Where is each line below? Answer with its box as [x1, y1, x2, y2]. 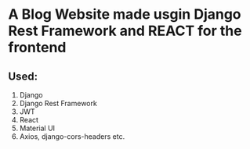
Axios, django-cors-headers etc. [19, 132, 125, 141]
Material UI [19, 123, 56, 133]
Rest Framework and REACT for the [8, 22, 242, 40]
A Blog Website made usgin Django [8, 5, 241, 23]
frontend [8, 39, 67, 56]
